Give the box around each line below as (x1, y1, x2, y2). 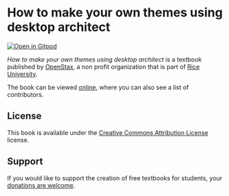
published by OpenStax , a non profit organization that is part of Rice (7, 62, 200, 71)
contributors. (7, 90, 44, 99)
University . (7, 70, 38, 78)
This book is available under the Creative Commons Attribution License (7, 128, 208, 136)
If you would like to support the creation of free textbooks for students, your (7, 173, 222, 182)
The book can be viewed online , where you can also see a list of (7, 83, 189, 91)
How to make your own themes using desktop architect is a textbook (7, 55, 202, 63)
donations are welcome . (7, 181, 76, 189)
